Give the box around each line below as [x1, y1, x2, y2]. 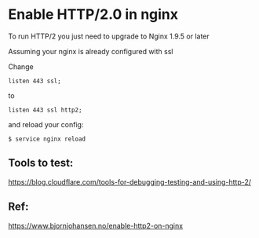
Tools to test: [8, 156, 74, 170]
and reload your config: [8, 119, 84, 129]
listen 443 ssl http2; [8, 106, 82, 114]
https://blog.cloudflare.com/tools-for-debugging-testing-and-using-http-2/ [8, 177, 252, 186]
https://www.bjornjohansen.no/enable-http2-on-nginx [8, 221, 183, 230]
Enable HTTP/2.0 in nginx [8, 5, 179, 24]
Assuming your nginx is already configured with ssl [8, 46, 173, 56]
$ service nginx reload [8, 135, 86, 143]
